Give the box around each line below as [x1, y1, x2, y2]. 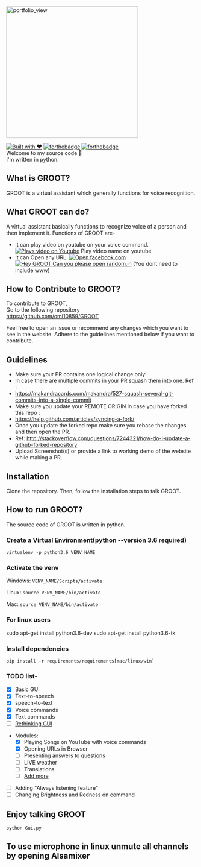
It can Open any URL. [14, 253, 68, 261]
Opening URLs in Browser [23, 745, 88, 752]
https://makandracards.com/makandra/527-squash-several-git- [14, 390, 174, 397]
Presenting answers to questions [23, 752, 105, 759]
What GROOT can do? [6, 207, 90, 217]
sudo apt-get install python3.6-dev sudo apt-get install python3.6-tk [6, 629, 176, 637]
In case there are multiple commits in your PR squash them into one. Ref [14, 377, 194, 385]
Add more [23, 772, 49, 780]
